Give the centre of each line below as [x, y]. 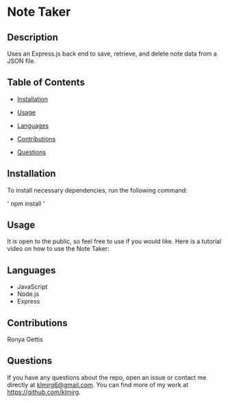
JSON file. [22, 61]
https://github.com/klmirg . [44, 392]
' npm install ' [26, 204]
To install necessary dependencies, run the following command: [97, 190]
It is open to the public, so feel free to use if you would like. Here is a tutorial [114, 241]
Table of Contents [46, 83]
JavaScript [32, 287]
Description [33, 37]
